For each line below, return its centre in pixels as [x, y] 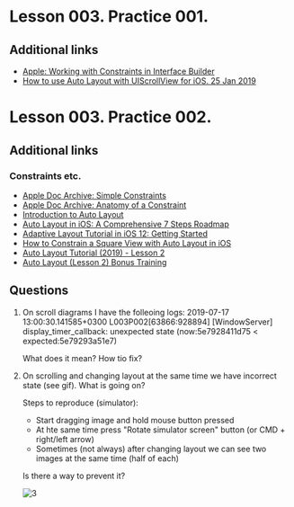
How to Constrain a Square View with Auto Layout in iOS [127, 243]
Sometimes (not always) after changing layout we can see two [151, 449]
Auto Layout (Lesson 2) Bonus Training [94, 262]
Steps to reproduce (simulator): [80, 403]
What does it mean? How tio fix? [82, 358]
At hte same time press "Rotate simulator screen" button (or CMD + [160, 430]
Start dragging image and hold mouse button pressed [135, 420]
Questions [39, 291]
